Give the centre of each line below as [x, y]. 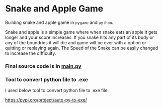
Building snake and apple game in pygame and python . [59, 22]
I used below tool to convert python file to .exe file [56, 91]
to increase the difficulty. [31, 53]
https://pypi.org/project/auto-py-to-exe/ [46, 100]
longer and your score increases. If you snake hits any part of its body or [80, 37]
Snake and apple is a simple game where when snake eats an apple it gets [81, 32]
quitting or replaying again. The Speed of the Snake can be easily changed [81, 48]
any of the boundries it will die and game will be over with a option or [76, 42]
